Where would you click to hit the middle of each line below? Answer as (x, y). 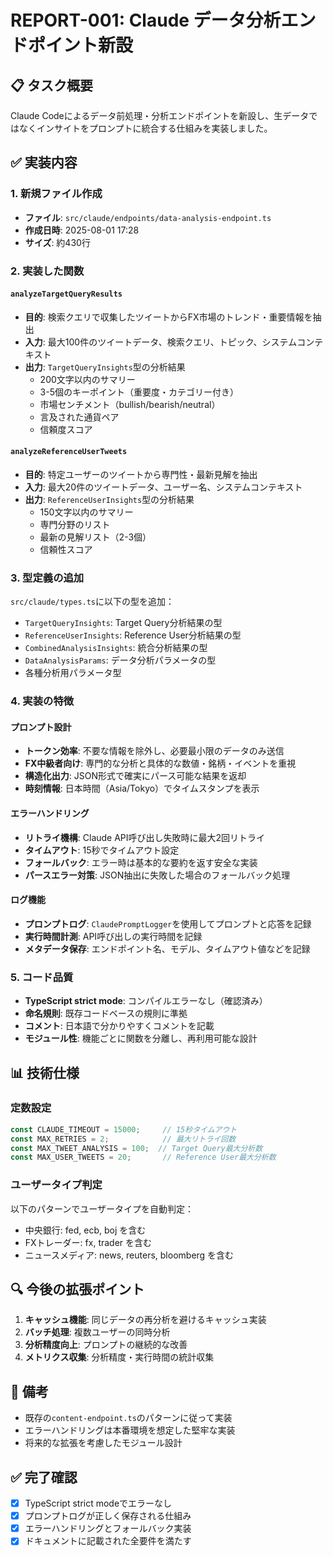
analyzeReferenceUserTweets (69, 452)
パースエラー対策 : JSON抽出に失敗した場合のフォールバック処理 (157, 875)
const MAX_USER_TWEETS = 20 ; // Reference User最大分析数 (143, 1157)
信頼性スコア (66, 550)
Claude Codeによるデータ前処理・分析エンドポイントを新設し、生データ (160, 115)
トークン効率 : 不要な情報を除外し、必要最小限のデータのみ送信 (154, 751)
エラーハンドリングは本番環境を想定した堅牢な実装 (130, 1430)
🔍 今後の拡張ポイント (77, 1289)
